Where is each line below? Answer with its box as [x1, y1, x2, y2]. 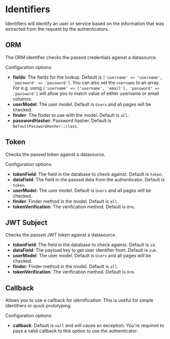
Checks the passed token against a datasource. [5, 151, 106, 157]
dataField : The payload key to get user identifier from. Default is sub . [12, 247, 158, 253]
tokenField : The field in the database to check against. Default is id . [12, 241, 157, 248]
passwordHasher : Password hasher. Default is [12, 117, 111, 124]
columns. [12, 95, 32, 102]
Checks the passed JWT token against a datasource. [5, 232, 116, 238]
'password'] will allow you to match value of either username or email [12, 90, 159, 96]
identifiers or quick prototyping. [5, 303, 72, 309]
